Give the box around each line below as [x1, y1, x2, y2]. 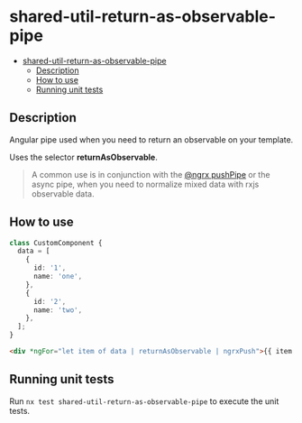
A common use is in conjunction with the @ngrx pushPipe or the [31, 169, 270, 179]
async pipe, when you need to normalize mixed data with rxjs [31, 179, 260, 189]
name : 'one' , [32, 272, 83, 281]
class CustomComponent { [9, 238, 103, 247]
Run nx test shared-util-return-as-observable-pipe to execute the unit [9, 395, 279, 407]
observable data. [31, 188, 95, 199]
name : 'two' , [32, 305, 83, 315]
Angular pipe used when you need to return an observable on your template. [9, 133, 294, 145]
